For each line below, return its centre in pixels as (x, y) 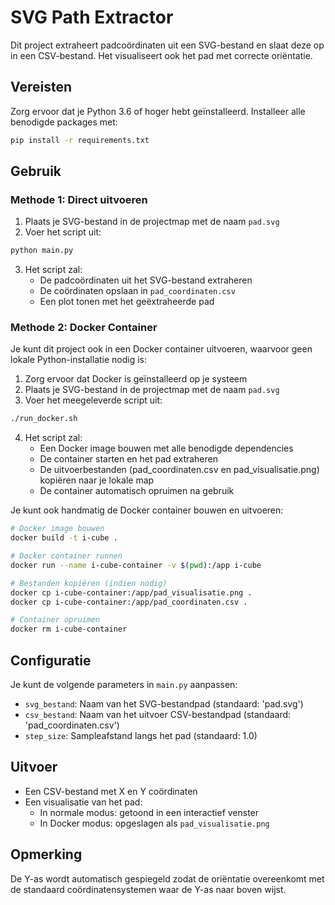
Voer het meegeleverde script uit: (93, 400)
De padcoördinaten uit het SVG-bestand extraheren (146, 280)
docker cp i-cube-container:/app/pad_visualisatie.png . (131, 592)
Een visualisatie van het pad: (83, 802)
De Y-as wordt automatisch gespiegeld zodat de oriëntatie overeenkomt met (167, 878)
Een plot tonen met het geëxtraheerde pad (127, 302)
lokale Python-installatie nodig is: (79, 360)
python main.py (42, 251)
